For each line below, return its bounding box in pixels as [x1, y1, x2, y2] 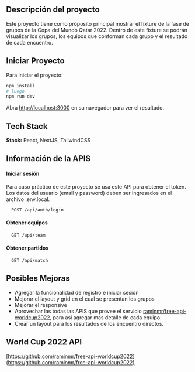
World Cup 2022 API [6, 337, 82, 347]
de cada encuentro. [6, 39, 54, 46]
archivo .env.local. [6, 196, 50, 203]
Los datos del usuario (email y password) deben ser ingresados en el [6, 189, 172, 196]
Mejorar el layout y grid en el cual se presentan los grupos [14, 295, 155, 302]
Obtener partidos [6, 244, 49, 251]
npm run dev [6, 94, 35, 100]
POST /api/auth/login [11, 207, 64, 213]
